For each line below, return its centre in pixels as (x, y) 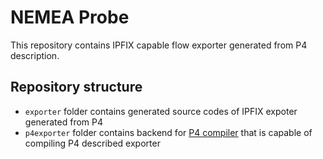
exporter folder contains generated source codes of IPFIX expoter (161, 111)
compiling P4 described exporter (92, 143)
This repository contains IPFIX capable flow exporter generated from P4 (159, 45)
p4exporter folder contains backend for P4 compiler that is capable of (168, 132)
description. (35, 55)
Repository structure (76, 87)
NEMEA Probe (70, 17)
